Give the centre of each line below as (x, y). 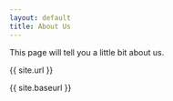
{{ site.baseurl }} (41, 87)
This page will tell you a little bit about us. (87, 52)
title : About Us (40, 26)
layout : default (40, 18)
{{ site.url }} (31, 70)
